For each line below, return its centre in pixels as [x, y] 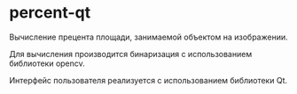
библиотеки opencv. [47, 63]
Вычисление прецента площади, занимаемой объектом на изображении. [148, 37]
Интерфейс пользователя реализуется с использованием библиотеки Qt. [148, 80]
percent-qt [50, 13]
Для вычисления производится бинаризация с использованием [131, 54]
